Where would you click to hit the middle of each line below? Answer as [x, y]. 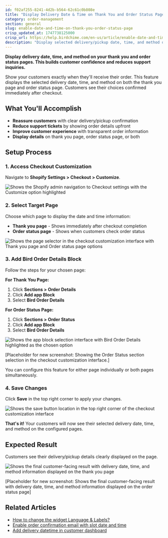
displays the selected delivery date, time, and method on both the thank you [83, 82]
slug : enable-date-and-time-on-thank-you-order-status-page [69, 28]
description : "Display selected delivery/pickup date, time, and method [82, 42]
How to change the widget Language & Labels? [61, 519]
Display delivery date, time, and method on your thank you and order [78, 56]
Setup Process [28, 152]
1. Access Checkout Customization [48, 166]
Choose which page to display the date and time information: [68, 216]
